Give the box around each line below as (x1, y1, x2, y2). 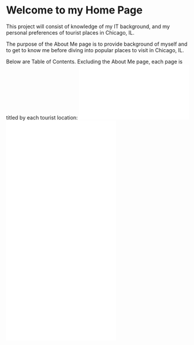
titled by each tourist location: (6, 114, 78, 121)
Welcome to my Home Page (6, 4, 143, 17)
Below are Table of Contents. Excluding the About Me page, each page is (6, 58, 183, 65)
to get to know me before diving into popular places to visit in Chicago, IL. (6, 46, 185, 53)
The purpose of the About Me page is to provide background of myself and (6, 40, 188, 47)
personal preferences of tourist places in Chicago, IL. (6, 29, 135, 36)
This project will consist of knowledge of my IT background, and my (6, 23, 170, 30)
